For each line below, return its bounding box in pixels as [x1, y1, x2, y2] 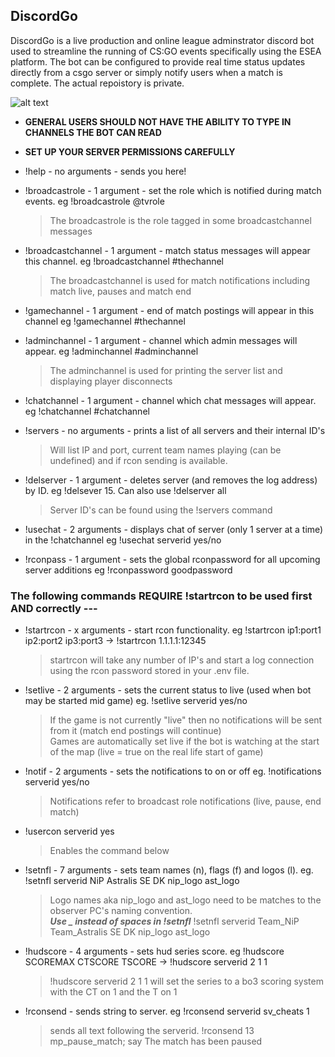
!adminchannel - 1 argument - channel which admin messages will [24, 334, 298, 346]
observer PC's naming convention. [49, 905, 193, 917]
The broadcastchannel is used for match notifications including [49, 274, 311, 286]
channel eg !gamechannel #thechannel [24, 315, 186, 327]
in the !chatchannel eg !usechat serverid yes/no [24, 534, 222, 546]
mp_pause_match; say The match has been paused [49, 1035, 263, 1048]
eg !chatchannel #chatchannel [24, 405, 150, 417]
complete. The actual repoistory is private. [10, 77, 185, 89]
